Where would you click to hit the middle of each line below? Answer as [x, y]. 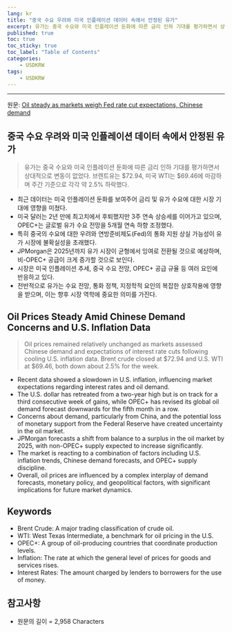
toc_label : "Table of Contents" [54, 53]
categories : [24, 59]
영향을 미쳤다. [49, 208]
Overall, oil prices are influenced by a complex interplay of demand [113, 475]
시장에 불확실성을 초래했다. [61, 242]
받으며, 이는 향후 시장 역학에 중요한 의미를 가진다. [91, 294]
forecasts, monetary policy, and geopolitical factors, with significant [114, 482]
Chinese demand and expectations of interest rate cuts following [116, 351]
